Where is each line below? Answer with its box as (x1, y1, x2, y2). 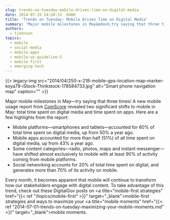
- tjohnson (10, 31, 33, 36)
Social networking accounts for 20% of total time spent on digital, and (12, 162, 159, 168)
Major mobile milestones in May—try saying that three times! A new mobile (5, 98, 161, 104)
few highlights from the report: (5, 114, 69, 120)
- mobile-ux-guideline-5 (10, 54, 62, 60)
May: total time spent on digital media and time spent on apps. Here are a (5, 109, 158, 115)
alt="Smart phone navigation (95, 83, 156, 89)
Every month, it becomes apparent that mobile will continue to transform (5, 177, 156, 183)
